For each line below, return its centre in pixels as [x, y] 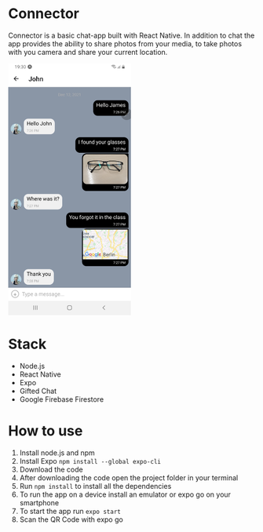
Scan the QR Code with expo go [71, 519]
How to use [46, 431]
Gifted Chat [38, 391]
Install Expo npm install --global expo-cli [90, 461]
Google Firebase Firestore [62, 399]
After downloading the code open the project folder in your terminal [129, 477]
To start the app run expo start [70, 511]
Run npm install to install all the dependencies [95, 486]
